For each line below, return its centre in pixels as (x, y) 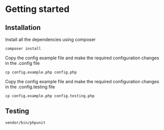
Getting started (37, 9)
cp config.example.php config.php (41, 72)
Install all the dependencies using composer (51, 39)
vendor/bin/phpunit (25, 123)
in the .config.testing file (30, 87)
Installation (23, 28)
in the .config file (22, 63)
